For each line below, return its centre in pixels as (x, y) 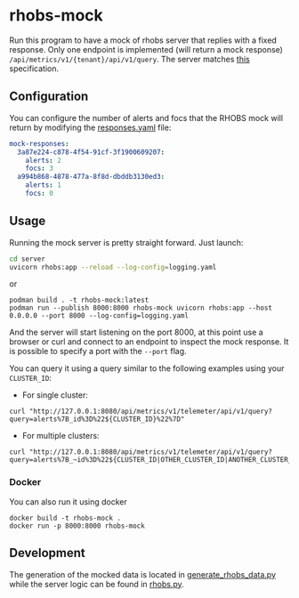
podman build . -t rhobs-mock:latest (79, 300)
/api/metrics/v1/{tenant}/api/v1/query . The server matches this (130, 59)
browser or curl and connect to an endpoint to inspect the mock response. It (149, 342)
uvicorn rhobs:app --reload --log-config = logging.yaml (113, 267)
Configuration (49, 97)
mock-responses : (39, 143)
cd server (28, 259)
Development (48, 553)
